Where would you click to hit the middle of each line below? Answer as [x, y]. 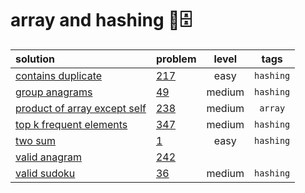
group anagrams [54, 92]
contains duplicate [59, 75]
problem [176, 59]
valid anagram [48, 157]
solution [35, 59]
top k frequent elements [71, 124]
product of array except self [81, 108]
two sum [36, 140]
